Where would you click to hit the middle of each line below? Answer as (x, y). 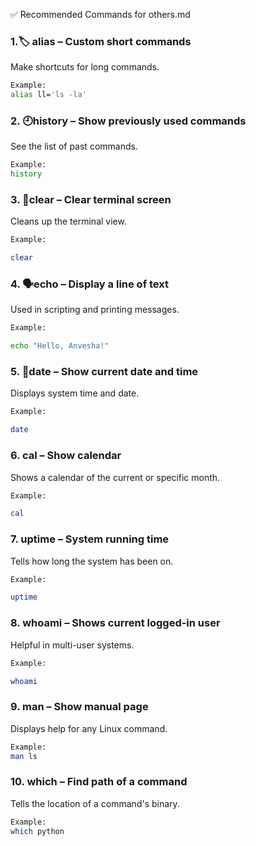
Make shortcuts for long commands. (85, 67)
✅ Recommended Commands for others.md (100, 14)
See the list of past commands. (74, 146)
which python (37, 831)
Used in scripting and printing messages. (95, 310)
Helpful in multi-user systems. (72, 645)
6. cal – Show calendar (66, 456)
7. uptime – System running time (90, 539)
